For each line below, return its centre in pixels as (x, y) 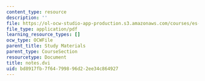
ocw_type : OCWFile (30, 40)
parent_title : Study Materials (46, 46)
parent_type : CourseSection (42, 52)
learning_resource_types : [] (43, 35)
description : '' (27, 18)
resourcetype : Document (37, 57)
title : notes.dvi (28, 63)
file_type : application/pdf (42, 29)
